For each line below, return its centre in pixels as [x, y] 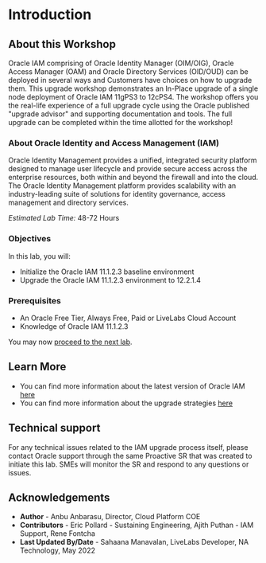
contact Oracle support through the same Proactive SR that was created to [130, 455]
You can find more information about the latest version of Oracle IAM [132, 386]
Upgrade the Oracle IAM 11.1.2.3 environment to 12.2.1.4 [110, 280]
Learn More [37, 367]
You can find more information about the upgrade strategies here [126, 403]
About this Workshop [62, 44]
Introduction [50, 15]
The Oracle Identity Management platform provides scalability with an [122, 186]
